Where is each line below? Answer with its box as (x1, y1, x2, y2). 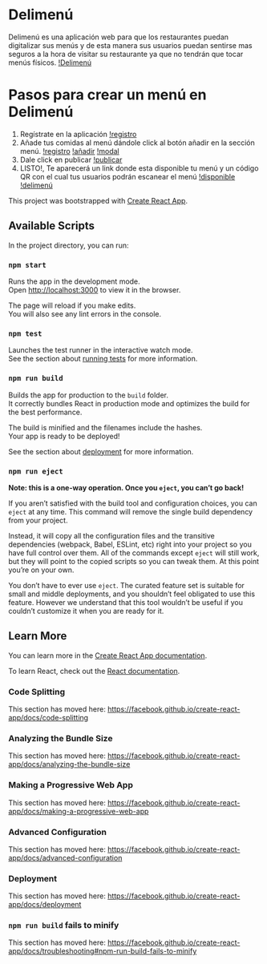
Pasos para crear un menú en (8, 86, 207, 104)
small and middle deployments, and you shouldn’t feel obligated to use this (8, 589, 255, 599)
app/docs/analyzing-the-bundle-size (8, 760, 131, 769)
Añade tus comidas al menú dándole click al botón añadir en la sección (19, 138, 255, 147)
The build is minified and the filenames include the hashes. (8, 422, 203, 432)
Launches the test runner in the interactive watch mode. (8, 345, 194, 355)
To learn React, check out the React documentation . (8, 666, 180, 676)
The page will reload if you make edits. (8, 300, 136, 310)
